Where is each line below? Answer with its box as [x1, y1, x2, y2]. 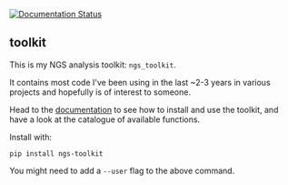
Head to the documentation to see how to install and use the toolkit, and [9, 104, 279, 115]
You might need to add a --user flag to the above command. [9, 165, 235, 176]
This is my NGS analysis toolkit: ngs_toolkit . [9, 59, 177, 70]
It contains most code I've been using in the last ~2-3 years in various [9, 77, 271, 87]
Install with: [9, 131, 53, 142]
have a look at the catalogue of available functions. [9, 114, 201, 125]
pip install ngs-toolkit [9, 149, 104, 159]
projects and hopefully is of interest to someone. [9, 87, 191, 98]
